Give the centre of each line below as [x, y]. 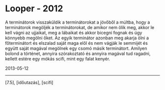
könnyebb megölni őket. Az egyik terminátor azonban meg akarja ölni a [77, 38]
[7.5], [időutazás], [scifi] [29, 82]
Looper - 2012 [34, 9]
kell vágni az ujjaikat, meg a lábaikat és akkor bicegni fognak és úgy [74, 32]
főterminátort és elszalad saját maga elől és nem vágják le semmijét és [77, 43]
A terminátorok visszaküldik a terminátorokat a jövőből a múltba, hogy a [78, 22]
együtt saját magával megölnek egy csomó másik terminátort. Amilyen [76, 48]
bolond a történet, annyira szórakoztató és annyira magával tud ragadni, [78, 53]
